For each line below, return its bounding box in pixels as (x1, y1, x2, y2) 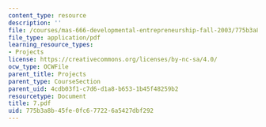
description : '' (8, 19, 62, 27)
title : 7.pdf (8, 99, 51, 107)
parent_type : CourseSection (8, 77, 101, 85)
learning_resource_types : (8, 41, 93, 49)
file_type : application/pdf (8, 33, 101, 42)
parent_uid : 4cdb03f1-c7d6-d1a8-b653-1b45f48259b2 (8, 84, 179, 93)
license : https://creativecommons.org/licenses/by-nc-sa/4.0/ (8, 56, 218, 64)
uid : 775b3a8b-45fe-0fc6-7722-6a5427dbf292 (8, 107, 154, 115)
